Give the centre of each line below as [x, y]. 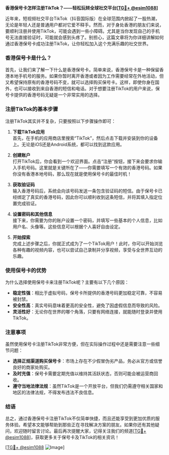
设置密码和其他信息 [32, 214]
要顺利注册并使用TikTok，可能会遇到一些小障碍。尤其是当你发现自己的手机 [82, 31]
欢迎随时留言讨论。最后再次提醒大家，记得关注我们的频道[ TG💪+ [80, 431]
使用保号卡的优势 [26, 270]
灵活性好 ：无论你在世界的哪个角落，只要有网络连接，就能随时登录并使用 [87, 311]
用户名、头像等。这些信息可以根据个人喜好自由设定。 [68, 226]
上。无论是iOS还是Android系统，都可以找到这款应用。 [68, 144]
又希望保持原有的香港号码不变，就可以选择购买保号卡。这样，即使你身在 [80, 82]
